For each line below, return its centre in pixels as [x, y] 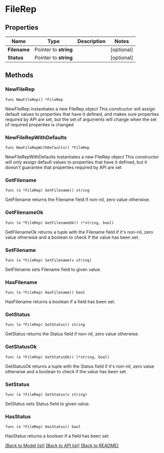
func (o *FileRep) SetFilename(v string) [49, 260]
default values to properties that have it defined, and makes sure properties [82, 114]
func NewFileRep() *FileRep [34, 100]
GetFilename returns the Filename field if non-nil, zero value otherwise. [78, 200]
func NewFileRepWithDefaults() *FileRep [48, 148]
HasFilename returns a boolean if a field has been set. [60, 302]
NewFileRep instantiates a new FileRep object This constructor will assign [80, 109]
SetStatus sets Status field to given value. [48, 404]
